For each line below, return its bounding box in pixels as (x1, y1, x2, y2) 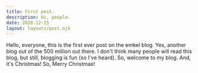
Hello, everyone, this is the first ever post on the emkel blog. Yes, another (6, 42, 187, 49)
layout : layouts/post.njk (6, 25, 70, 31)
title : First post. (6, 8, 55, 15)
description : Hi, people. (6, 14, 70, 20)
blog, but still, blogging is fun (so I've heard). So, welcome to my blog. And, (6, 54, 191, 61)
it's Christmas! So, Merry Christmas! (6, 61, 95, 68)
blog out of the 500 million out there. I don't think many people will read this (6, 48, 193, 55)
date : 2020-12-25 (6, 20, 49, 26)
